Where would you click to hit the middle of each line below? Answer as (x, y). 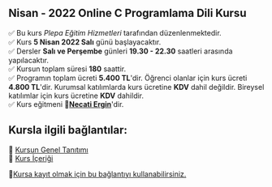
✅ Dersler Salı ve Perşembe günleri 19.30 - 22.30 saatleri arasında (121, 51)
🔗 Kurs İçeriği (31, 158)
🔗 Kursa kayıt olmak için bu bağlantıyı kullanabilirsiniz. (97, 174)
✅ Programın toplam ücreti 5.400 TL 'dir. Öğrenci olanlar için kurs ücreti (128, 78)
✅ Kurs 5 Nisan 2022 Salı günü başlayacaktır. (85, 42)
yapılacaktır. (28, 60)
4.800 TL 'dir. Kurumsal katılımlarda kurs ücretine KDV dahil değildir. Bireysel (136, 87)
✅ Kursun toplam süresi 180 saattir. (67, 69)
